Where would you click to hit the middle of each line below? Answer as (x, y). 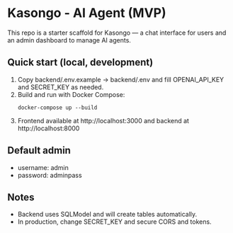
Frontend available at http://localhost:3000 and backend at (103, 120)
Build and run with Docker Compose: (71, 94)
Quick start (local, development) (80, 63)
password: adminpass (50, 175)
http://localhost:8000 (49, 128)
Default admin (39, 150)
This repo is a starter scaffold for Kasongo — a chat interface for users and (117, 33)
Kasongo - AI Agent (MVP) (87, 13)
